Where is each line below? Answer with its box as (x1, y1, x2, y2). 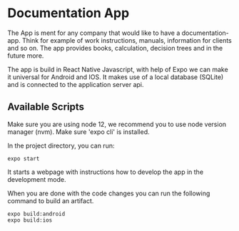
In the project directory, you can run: (7, 141, 115, 150)
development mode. (7, 175, 66, 183)
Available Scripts (7, 101, 84, 113)
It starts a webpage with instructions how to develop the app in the (7, 168, 204, 176)
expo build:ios (7, 216, 53, 224)
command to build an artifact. (7, 196, 94, 205)
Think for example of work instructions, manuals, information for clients (21, 36, 232, 44)
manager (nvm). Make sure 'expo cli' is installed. (7, 127, 150, 136)
